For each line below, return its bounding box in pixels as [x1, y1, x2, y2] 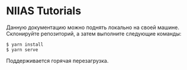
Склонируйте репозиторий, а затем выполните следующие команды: [6, 30, 182, 37]
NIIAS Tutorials [6, 4, 82, 18]
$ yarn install [6, 42, 44, 47]
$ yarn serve [6, 46, 38, 53]
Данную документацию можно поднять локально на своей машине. [6, 24, 179, 31]
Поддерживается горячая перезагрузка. [6, 57, 109, 64]
